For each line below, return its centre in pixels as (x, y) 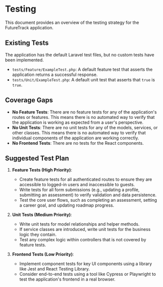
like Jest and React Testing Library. (54, 269)
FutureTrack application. (29, 27)
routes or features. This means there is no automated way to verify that (83, 117)
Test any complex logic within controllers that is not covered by (83, 240)
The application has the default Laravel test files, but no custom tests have (80, 55)
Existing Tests (27, 43)
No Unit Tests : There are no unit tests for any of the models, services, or (85, 127)
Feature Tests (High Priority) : (42, 170)
